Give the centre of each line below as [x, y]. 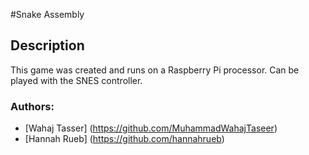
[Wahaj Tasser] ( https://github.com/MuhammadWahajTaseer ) [151, 128]
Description [47, 45]
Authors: [32, 106]
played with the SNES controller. [76, 80]
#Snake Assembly [47, 14]
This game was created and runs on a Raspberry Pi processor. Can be [155, 70]
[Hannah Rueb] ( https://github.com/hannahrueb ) [124, 139]
